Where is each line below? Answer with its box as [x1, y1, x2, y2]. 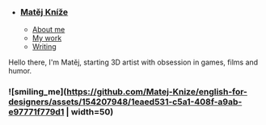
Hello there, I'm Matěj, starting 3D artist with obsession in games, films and [8, 57, 259, 67]
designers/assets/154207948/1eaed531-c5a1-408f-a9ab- [8, 96, 243, 107]
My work [32, 33, 62, 43]
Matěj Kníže [19, 6, 69, 18]
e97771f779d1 [8, 106, 65, 118]
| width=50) [65, 106, 114, 118]
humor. [8, 66, 32, 76]
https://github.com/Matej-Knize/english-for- [66, 86, 248, 98]
